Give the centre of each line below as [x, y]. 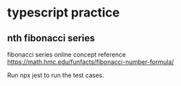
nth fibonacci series [51, 38]
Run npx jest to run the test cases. [56, 75]
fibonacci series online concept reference [67, 54]
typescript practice [64, 13]
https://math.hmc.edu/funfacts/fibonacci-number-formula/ [90, 62]
